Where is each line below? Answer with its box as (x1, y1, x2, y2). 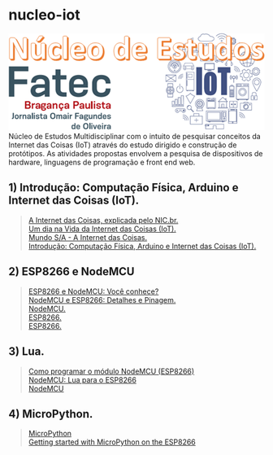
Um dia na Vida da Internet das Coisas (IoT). (28, 224, 176, 234)
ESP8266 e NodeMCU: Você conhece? (28, 287, 159, 296)
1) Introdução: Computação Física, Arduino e (8, 181, 239, 195)
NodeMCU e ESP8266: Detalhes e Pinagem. (28, 295, 176, 304)
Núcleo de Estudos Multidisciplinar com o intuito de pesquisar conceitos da (8, 132, 262, 142)
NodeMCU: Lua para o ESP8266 (28, 374, 136, 384)
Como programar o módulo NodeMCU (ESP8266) (28, 366, 195, 376)
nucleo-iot (8, 6, 80, 24)
